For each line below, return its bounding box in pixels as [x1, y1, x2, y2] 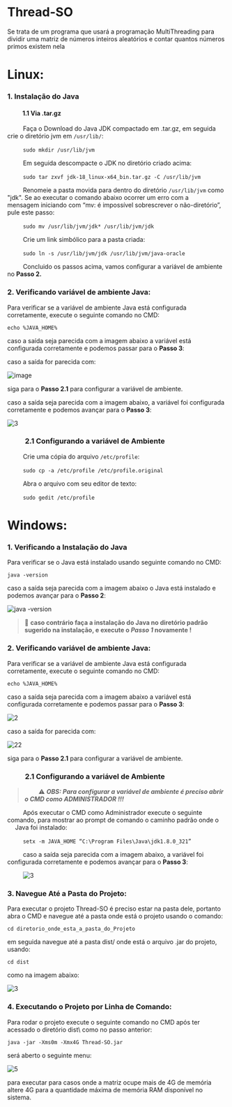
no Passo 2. [7, 270, 42, 278]
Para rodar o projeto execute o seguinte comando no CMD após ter [7, 1018, 200, 1026]
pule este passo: [7, 208, 55, 217]
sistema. [7, 1093, 31, 1101]
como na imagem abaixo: [7, 971, 80, 979]
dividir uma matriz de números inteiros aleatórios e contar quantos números [7, 34, 225, 43]
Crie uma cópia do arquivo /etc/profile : [22, 452, 140, 461]
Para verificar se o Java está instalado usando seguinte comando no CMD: [7, 558, 222, 567]
